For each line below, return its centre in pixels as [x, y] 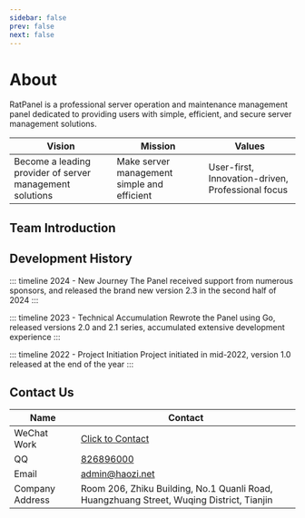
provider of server [53, 173]
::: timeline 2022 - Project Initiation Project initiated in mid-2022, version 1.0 [150, 354]
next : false [32, 34]
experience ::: [35, 337]
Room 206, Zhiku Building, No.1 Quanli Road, [177, 489]
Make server [143, 161]
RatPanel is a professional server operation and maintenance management [149, 104]
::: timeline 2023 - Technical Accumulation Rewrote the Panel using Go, [143, 318]
